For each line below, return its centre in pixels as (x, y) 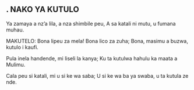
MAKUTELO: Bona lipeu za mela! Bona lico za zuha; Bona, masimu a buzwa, (97, 41)
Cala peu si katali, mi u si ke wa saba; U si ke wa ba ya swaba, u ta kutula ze (97, 75)
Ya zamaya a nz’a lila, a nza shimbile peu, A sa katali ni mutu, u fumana (91, 23)
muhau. (15, 30)
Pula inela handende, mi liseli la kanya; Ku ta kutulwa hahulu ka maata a (92, 58)
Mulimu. (16, 64)
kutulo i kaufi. (22, 47)
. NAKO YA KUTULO (43, 10)
